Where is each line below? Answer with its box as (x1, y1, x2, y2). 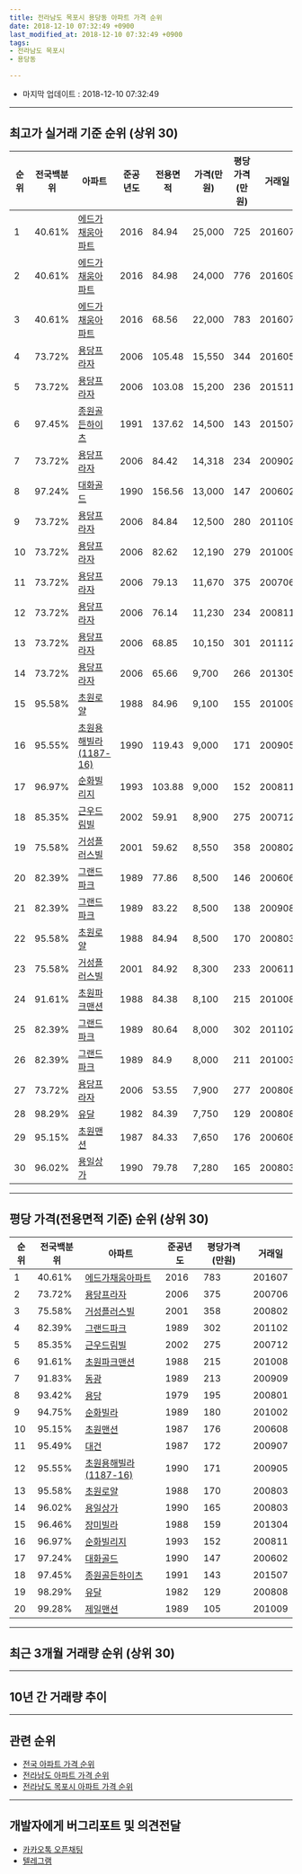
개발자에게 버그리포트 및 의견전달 (9, 1818, 182, 1834)
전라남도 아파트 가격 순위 (22, 1770, 110, 1781)
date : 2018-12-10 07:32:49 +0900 (9, 22, 135, 31)
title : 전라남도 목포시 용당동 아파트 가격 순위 (9, 13, 163, 22)
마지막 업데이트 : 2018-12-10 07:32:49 (22, 89, 160, 99)
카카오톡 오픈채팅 (22, 1843, 84, 1854)
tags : (9, 38, 30, 48)
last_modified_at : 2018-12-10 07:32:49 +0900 (9, 30, 182, 39)
